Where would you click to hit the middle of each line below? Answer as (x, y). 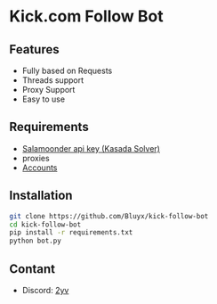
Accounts (40, 168)
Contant (32, 269)
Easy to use (43, 99)
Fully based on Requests (67, 70)
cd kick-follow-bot (45, 225)
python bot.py (36, 241)
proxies (36, 158)
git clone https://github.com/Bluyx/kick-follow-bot (109, 216)
